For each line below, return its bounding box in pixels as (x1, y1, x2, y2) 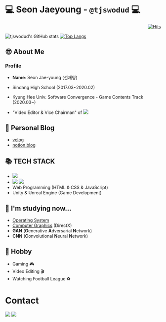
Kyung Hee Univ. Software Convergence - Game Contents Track (12, 94, 144, 100)
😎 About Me (5, 48, 44, 56)
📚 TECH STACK (5, 157, 55, 165)
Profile (5, 62, 22, 69)
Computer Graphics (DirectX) (12, 222, 72, 228)
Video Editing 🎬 (12, 268, 44, 274)
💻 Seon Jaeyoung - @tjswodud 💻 (5, 4, 141, 15)
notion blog (12, 142, 36, 148)
